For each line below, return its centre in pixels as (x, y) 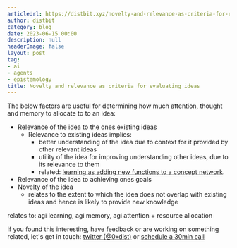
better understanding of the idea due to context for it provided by (133, 142)
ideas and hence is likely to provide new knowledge (103, 202)
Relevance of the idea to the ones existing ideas (87, 127)
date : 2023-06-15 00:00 (42, 33)
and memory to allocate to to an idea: (62, 113)
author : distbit (31, 20)
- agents (20, 73)
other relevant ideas (68, 149)
